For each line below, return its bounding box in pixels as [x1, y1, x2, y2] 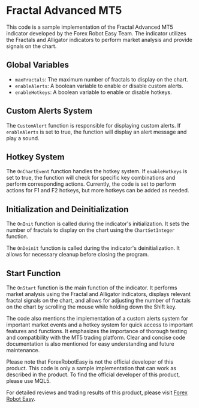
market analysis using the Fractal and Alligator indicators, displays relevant [6, 291, 191, 297]
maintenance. [6, 347, 40, 353]
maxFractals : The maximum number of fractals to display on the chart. [14, 75, 188, 83]
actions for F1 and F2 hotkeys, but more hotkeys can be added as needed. [6, 187, 189, 194]
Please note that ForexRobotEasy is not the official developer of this [6, 358, 174, 365]
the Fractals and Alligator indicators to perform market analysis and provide [6, 36, 193, 43]
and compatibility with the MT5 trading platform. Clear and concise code [6, 334, 186, 341]
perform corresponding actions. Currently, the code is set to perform [6, 180, 176, 188]
